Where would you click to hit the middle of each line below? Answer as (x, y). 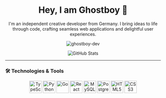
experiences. (83, 34)
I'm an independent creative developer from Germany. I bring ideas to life (83, 24)
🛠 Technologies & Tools (35, 71)
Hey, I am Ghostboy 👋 (83, 10)
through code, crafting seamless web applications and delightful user (83, 29)
